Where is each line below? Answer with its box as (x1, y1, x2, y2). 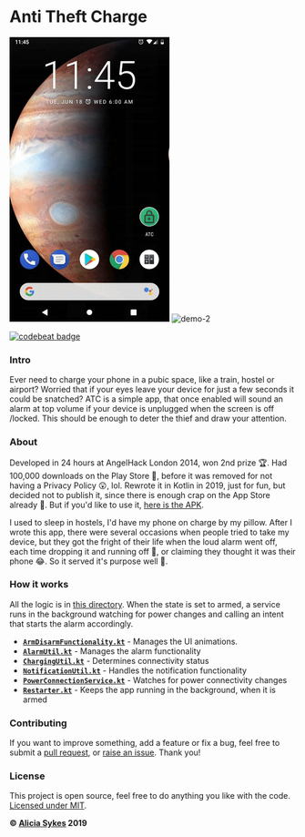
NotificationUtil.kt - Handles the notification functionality (22, 665, 248, 676)
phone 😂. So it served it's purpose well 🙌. (9, 556, 168, 567)
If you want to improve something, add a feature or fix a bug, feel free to (9, 738, 280, 749)
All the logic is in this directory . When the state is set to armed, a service (9, 598, 280, 609)
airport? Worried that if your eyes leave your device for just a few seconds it (9, 384, 294, 395)
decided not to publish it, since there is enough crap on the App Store (9, 489, 270, 500)
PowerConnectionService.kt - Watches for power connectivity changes (22, 674, 288, 685)
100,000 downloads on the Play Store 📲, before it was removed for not (9, 470, 273, 481)
